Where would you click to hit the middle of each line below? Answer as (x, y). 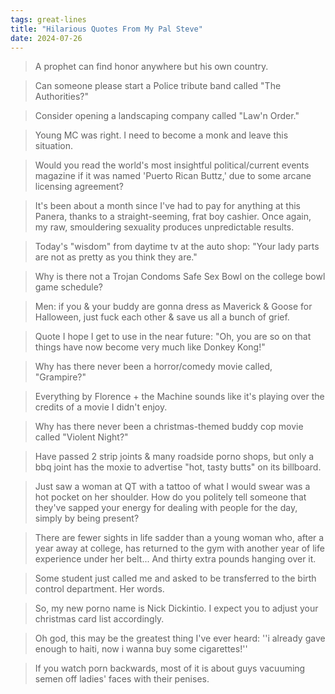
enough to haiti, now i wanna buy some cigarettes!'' (141, 649)
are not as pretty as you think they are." (116, 257)
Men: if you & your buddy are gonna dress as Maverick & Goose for (173, 307)
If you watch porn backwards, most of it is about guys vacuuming (170, 668)
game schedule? (68, 287)
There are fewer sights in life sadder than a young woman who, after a (179, 538)
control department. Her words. (99, 589)
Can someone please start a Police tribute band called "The (158, 86)
